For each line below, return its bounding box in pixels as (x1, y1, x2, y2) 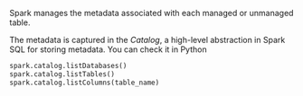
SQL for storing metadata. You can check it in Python (9, 44, 207, 55)
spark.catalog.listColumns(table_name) (9, 78, 160, 87)
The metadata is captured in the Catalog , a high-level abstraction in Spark (9, 35, 286, 45)
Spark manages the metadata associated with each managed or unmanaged (9, 8, 294, 18)
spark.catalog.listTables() (9, 69, 116, 79)
